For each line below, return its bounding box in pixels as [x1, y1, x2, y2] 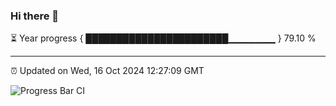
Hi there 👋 [10, 9, 60, 23]
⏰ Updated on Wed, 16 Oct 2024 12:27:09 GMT [10, 65, 205, 77]
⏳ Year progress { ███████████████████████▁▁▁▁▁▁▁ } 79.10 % [10, 32, 317, 44]
